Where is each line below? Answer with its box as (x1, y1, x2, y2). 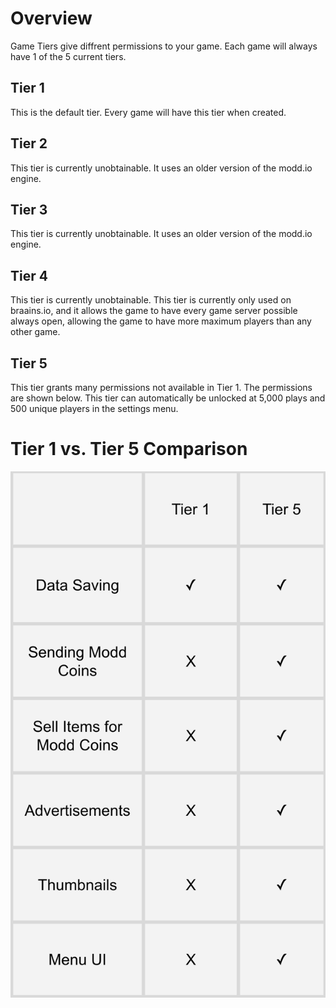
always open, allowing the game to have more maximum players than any (10, 315, 312, 327)
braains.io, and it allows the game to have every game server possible (10, 305, 298, 317)
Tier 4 (10, 267, 48, 284)
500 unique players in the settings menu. (10, 403, 179, 414)
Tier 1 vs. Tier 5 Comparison (10, 438, 248, 461)
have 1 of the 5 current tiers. (10, 50, 127, 62)
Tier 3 (10, 201, 48, 218)
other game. (10, 326, 61, 338)
